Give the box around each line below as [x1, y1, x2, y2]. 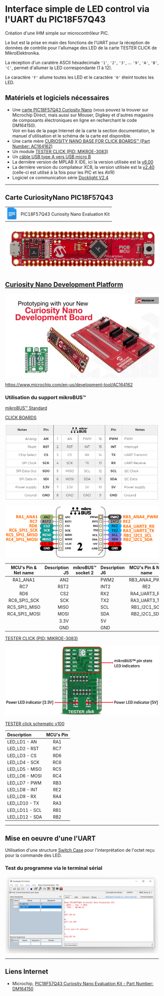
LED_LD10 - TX [7, 800, 40, 806]
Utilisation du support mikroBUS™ [5, 394, 86, 401]
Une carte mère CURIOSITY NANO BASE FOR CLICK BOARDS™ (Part [12, 138, 150, 144]
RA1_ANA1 [12, 577, 35, 583]
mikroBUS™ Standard [5, 405, 47, 411]
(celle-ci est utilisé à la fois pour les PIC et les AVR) [12, 169, 115, 175]
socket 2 [75, 569, 94, 575]
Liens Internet [5, 968, 48, 976]
